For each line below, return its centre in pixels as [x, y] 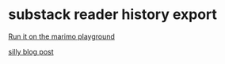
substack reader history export [113, 15]
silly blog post [31, 51]
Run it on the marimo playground [61, 36]
